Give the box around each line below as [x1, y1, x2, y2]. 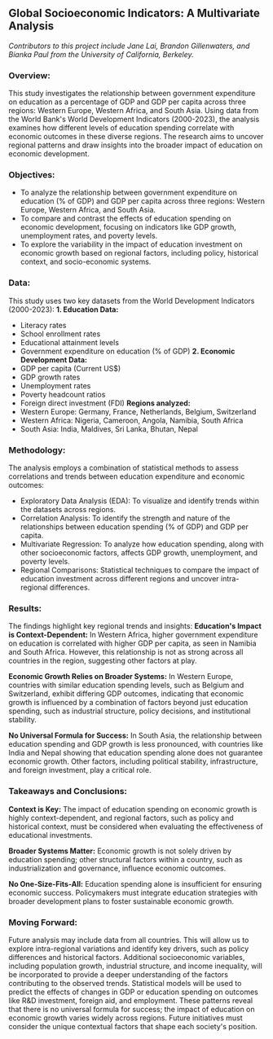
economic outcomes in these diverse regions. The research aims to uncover [8, 132, 264, 142]
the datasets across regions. [20, 505, 117, 514]
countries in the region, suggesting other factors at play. [8, 655, 197, 666]
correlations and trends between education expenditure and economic [8, 471, 245, 481]
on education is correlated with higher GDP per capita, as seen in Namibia [8, 638, 257, 648]
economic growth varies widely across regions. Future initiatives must [8, 1013, 243, 1023]
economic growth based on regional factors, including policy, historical [20, 248, 259, 258]
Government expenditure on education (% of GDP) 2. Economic [20, 346, 236, 356]
